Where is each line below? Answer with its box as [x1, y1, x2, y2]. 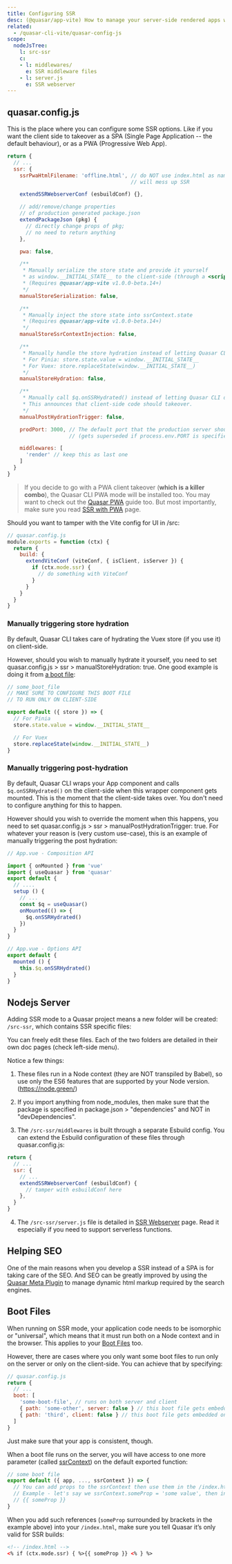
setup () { [13, 888, 45, 895]
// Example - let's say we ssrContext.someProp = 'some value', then [13, 1490, 217, 1497]
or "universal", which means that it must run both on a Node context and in [7, 1331, 220, 1339]
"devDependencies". [17, 1113, 77, 1121]
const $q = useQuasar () [19, 901, 88, 907]
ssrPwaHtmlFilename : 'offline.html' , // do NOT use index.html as [19, 172, 215, 179]
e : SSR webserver [25, 81, 76, 88]
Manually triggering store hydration [7, 619, 129, 629]
